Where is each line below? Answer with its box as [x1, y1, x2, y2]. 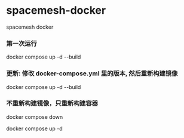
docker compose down [6, 113, 63, 120]
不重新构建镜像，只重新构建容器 [6, 99, 99, 108]
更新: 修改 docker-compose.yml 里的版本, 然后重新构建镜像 [6, 69, 178, 78]
